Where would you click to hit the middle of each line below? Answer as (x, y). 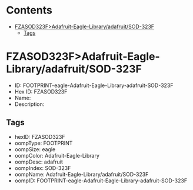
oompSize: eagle (35, 149)
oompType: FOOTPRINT (44, 143)
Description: (29, 104)
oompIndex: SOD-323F (43, 168)
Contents (29, 10)
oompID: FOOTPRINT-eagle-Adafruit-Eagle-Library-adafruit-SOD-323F (101, 181)
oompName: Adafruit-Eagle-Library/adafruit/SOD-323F (81, 174)
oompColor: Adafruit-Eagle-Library (57, 155)
